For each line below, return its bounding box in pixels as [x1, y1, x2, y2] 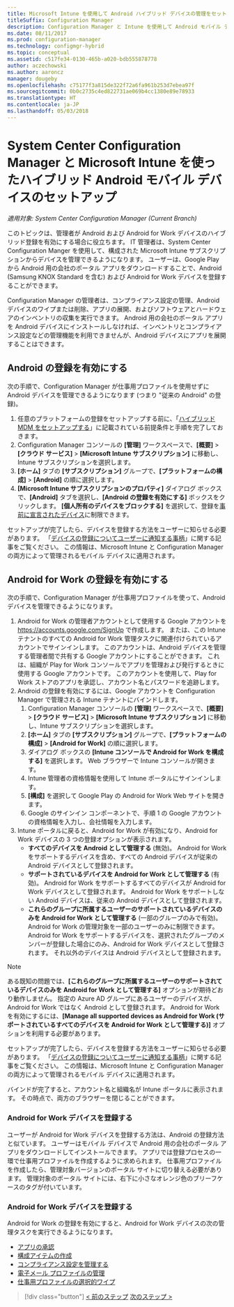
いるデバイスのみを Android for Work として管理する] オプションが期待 [7, 986, 212, 994]
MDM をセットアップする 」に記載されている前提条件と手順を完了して [17, 423, 217, 431]
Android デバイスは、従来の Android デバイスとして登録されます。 [36, 896, 226, 905]
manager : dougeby [7, 75, 58, 82]
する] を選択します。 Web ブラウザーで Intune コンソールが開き [27, 757, 210, 765]
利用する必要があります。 [31, 1029, 104, 1038]
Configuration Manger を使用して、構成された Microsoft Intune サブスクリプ [7, 246, 226, 255]
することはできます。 [7, 339, 68, 348]
